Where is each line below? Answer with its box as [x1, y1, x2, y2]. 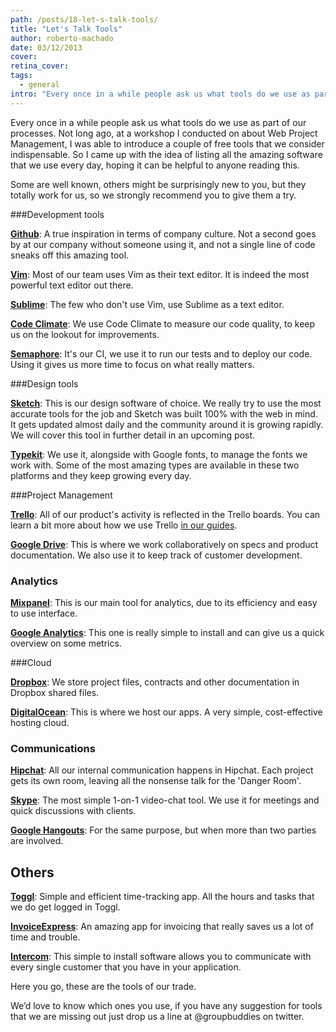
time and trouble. [10, 931, 81, 943]
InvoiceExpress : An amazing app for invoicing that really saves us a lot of [10, 921, 314, 933]
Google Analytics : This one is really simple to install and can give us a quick [10, 626, 325, 638]
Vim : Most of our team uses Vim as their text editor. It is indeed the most [10, 268, 310, 280]
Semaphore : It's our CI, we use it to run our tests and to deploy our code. [10, 347, 313, 360]
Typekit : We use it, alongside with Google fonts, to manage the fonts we [10, 448, 308, 460]
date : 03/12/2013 [10, 42, 83, 53]
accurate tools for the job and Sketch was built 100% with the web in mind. [10, 407, 318, 420]
